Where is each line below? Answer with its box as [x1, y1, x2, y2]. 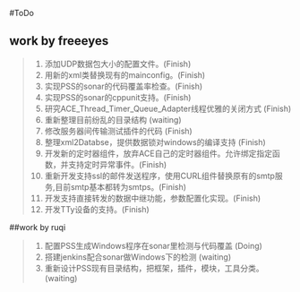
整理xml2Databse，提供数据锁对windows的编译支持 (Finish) [44, 136, 266, 147]
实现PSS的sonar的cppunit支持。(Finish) [44, 91, 192, 102]
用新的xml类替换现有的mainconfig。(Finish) [44, 69, 206, 80]
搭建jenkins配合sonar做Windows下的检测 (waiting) [44, 251, 232, 262]
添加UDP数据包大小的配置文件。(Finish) [44, 58, 192, 69]
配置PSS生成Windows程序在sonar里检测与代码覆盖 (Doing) [44, 240, 262, 251]
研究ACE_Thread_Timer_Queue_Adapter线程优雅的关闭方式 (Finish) [44, 103, 292, 114]
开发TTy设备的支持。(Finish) [44, 203, 150, 214]
